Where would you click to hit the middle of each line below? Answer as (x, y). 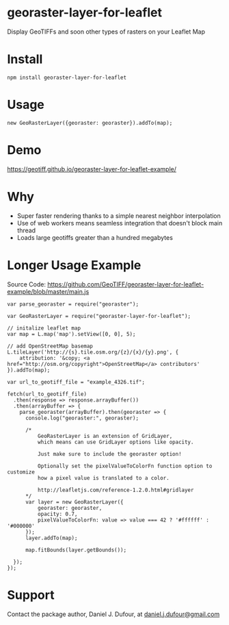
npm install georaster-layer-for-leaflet (67, 77)
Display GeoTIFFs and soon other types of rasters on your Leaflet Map (106, 32)
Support (31, 595)
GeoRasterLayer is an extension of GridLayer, (105, 436)
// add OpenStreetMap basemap (50, 346)
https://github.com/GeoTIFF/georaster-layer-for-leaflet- (126, 284)
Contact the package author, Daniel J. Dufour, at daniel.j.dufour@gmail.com (113, 614)
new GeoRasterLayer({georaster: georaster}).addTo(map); (90, 123)
